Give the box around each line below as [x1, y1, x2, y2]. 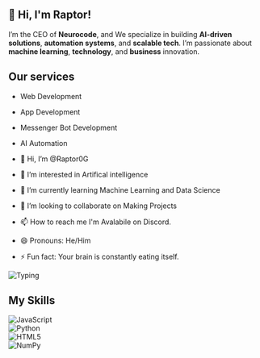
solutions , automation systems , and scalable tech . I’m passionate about [8, 38, 253, 48]
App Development [19, 106, 81, 117]
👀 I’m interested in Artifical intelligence [19, 169, 149, 179]
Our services [8, 70, 75, 84]
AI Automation [19, 138, 68, 148]
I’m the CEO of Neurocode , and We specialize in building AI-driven [8, 29, 233, 39]
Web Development [19, 91, 82, 101]
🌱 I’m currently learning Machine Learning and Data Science [19, 185, 220, 194]
